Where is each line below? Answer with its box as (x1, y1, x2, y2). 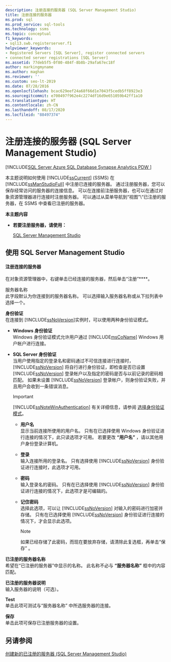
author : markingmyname (5, 65, 54, 70)
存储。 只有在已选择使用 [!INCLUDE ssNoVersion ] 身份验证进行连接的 (20, 511, 164, 518)
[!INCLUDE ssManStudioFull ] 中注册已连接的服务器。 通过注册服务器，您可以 (5, 181, 165, 187)
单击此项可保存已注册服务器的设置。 (5, 620, 82, 626)
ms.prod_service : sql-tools (5, 22, 65, 27)
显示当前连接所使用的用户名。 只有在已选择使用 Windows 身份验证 (20, 428, 160, 434)
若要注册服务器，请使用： (12, 222, 67, 228)
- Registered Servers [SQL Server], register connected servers (5, 50, 145, 55)
